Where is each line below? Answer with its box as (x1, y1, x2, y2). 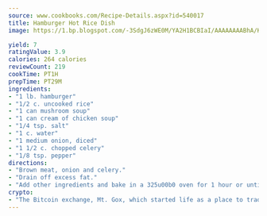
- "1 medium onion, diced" (8, 137, 98, 145)
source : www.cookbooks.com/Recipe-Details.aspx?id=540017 (8, 11, 204, 20)
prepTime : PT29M (8, 77, 62, 86)
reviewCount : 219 (8, 63, 66, 71)
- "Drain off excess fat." (8, 174, 98, 182)
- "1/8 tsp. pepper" (8, 152, 77, 160)
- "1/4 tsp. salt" (8, 122, 69, 130)
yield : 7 (8, 40, 37, 48)
